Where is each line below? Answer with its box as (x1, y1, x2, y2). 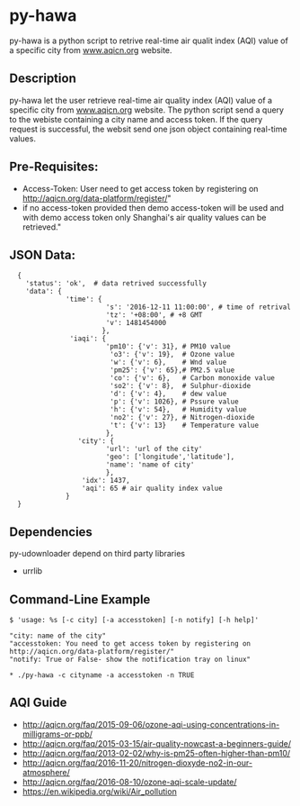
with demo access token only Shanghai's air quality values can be (22, 212, 267, 222)
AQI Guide (9, 695, 67, 711)
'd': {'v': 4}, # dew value (109, 389, 227, 399)
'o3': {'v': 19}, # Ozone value (109, 350, 235, 359)
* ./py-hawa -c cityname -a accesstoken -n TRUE (9, 671, 195, 680)
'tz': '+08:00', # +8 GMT (105, 311, 203, 320)
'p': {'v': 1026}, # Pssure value (109, 397, 240, 406)
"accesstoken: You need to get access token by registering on (9, 639, 251, 648)
